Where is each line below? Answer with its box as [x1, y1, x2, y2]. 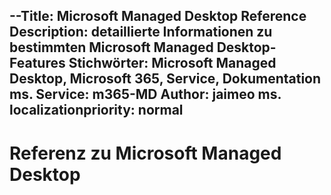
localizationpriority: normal [9, 102, 184, 119]
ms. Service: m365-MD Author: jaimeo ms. [9, 86, 282, 103]
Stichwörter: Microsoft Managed [68, 55, 277, 72]
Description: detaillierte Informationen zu [9, 24, 273, 41]
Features [9, 55, 66, 72]
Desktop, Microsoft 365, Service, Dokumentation [9, 70, 322, 88]
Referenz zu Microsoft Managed [9, 142, 282, 164]
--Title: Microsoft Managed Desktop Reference [9, 8, 307, 25]
